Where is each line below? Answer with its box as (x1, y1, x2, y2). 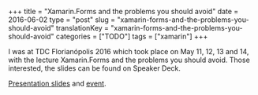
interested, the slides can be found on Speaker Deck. (8, 64, 181, 73)
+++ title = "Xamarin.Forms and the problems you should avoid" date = (8, 7, 239, 16)
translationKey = (55, 24, 109, 32)
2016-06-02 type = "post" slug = (8, 15, 116, 24)
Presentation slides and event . (8, 79, 107, 88)
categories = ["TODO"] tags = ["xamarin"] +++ (55, 31, 208, 41)
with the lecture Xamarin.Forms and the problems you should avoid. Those (8, 55, 250, 64)
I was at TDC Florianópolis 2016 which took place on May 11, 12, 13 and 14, (8, 47, 249, 56)
